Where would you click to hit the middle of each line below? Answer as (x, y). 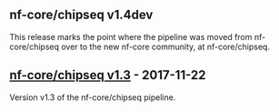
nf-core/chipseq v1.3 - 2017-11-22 (108, 75)
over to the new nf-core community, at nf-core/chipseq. (165, 46)
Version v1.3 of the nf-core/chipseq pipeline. (93, 97)
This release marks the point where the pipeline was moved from (131, 36)
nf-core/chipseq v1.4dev (81, 15)
